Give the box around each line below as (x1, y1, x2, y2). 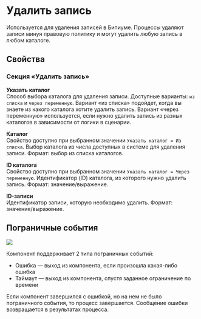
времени (15, 281, 38, 289)
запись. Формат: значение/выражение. (6, 180, 109, 188)
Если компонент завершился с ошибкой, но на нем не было (6, 293, 162, 300)
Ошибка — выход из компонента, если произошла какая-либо (15, 262, 178, 269)
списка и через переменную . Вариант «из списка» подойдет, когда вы (6, 99, 182, 106)
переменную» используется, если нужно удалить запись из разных (6, 112, 183, 119)
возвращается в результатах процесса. (6, 306, 109, 313)
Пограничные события (6, 223, 98, 233)
